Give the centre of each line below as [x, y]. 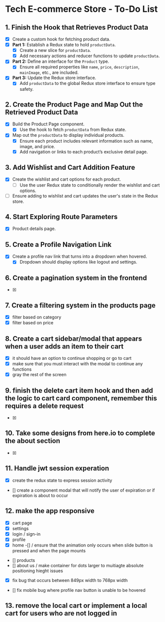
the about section [33, 441]
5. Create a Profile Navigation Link [58, 245]
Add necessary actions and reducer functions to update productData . [90, 56]
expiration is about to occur [40, 495]
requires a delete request [44, 406]
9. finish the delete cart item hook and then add [79, 390]
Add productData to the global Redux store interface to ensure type [87, 83]
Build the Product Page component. [48, 124]
